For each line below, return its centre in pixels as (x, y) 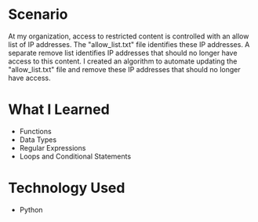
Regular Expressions (53, 147)
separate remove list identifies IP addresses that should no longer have (123, 53)
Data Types (38, 140)
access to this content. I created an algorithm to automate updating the (123, 61)
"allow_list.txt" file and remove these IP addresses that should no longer (124, 69)
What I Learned (59, 109)
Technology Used (67, 188)
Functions (36, 131)
